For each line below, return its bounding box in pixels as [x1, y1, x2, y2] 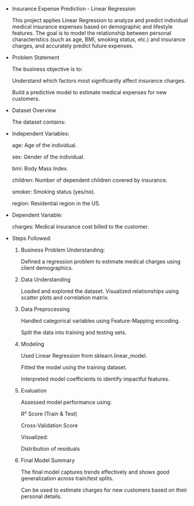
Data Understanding [20, 276, 71, 283]
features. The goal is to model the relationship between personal [11, 29, 172, 37]
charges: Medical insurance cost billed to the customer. [11, 223, 149, 230]
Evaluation [20, 387, 47, 394]
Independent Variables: [11, 130, 70, 137]
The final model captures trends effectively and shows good [20, 468, 169, 475]
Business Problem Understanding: [20, 246, 105, 253]
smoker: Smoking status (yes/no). [11, 188, 96, 195]
